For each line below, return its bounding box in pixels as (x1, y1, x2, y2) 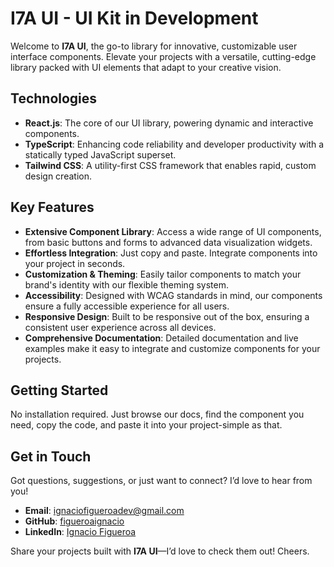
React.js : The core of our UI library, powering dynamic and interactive (24, 117, 314, 129)
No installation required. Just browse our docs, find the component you (10, 408, 305, 421)
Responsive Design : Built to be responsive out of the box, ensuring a (24, 310, 310, 322)
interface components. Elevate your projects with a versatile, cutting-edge (10, 50, 317, 62)
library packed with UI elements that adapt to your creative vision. (10, 61, 282, 73)
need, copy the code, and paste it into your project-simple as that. (10, 419, 283, 431)
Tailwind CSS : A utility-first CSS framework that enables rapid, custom (24, 159, 317, 171)
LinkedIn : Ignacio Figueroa (24, 526, 137, 538)
